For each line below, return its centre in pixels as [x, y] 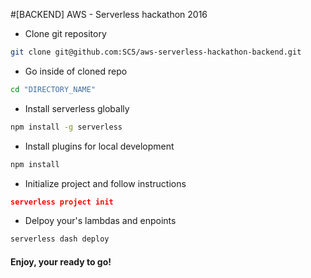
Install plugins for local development [99, 146]
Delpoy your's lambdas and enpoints [100, 221]
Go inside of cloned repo [76, 71]
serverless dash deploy [60, 239]
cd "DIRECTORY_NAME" [53, 89]
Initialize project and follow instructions [105, 183]
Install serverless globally [77, 108]
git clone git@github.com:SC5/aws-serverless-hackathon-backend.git [156, 52]
